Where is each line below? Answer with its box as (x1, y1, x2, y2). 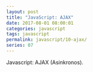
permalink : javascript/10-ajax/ (6, 37, 87, 43)
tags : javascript (6, 31, 50, 37)
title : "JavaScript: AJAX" (6, 14, 74, 20)
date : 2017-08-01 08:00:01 (6, 20, 74, 26)
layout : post (6, 8, 39, 15)
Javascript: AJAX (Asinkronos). (6, 58, 84, 66)
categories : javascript (6, 25, 66, 32)
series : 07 (6, 43, 34, 49)
